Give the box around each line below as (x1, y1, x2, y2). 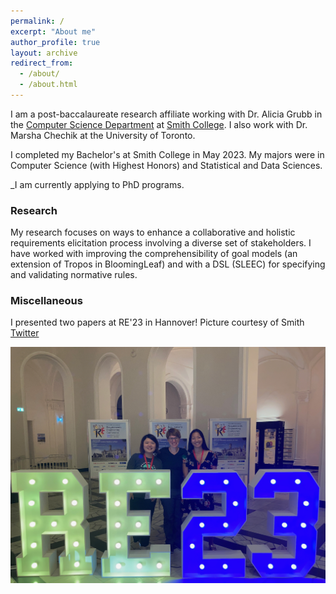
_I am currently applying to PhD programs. (10, 178, 185, 190)
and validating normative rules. (10, 269, 138, 281)
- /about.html (19, 80, 78, 90)
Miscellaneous (10, 294, 83, 308)
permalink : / (10, 16, 65, 26)
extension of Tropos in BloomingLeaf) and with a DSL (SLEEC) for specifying (10, 258, 326, 270)
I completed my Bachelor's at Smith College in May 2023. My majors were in (10, 148, 325, 160)
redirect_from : (10, 58, 74, 69)
